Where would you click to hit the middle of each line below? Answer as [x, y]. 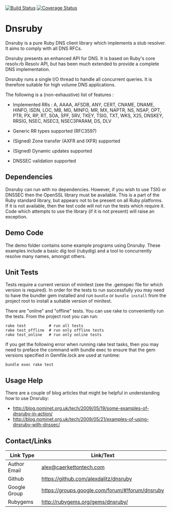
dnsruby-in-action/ [33, 414]
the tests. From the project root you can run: [52, 317]
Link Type [22, 455]
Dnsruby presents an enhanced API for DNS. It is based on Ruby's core [80, 58]
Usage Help [24, 380]
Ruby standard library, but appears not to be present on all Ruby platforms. [84, 200]
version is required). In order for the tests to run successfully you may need [85, 290]
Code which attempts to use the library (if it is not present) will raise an [80, 211]
